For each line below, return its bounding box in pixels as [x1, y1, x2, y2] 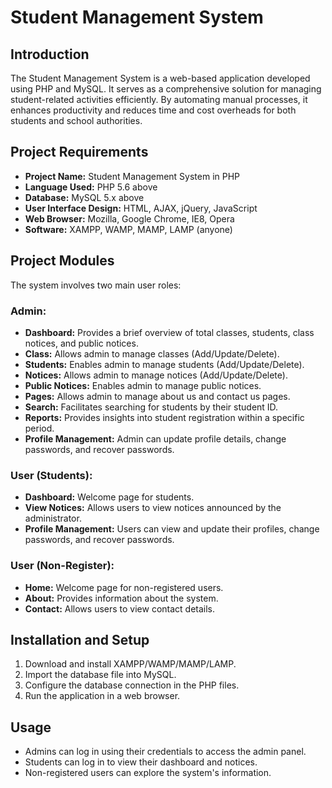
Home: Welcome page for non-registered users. [24, 581, 224, 593]
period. [24, 422, 55, 434]
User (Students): [10, 468, 93, 482]
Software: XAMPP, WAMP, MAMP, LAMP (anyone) [24, 223, 233, 235]
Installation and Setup [10, 631, 150, 648]
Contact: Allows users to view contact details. [24, 602, 216, 615]
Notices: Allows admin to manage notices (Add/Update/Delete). [24, 369, 288, 381]
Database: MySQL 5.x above [24, 191, 145, 203]
